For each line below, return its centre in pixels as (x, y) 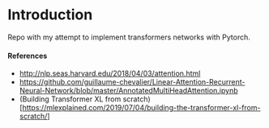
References (28, 56)
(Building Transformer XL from (70, 99)
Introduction (50, 15)
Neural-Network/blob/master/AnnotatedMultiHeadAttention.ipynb (128, 91)
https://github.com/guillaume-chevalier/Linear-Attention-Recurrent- (132, 82)
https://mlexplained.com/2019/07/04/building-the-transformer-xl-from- (141, 108)
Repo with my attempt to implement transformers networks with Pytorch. (129, 37)
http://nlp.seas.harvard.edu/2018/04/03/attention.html (110, 73)
